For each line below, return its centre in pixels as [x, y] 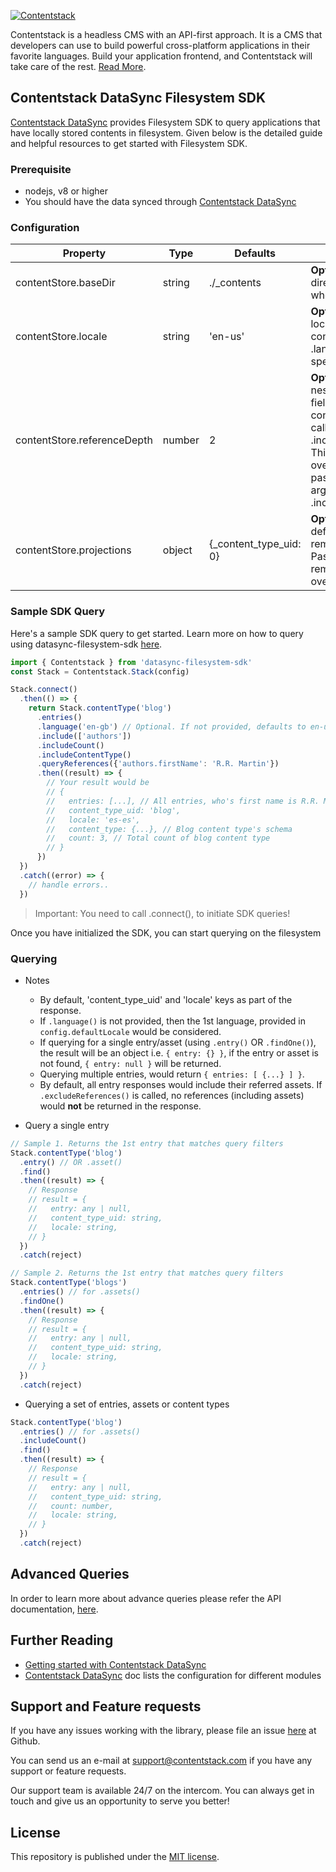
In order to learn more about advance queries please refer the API [146, 1598]
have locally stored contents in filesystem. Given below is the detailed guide [166, 132]
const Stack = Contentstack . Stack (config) [100, 671]
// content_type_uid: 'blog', [114, 810]
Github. [25, 1741]
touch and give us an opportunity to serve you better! [120, 1801]
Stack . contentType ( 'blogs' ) [69, 1283]
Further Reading [62, 1640]
